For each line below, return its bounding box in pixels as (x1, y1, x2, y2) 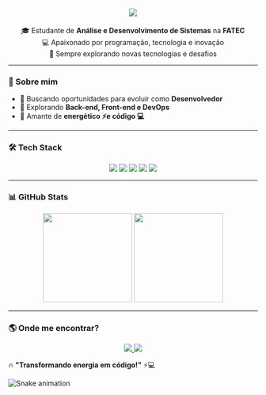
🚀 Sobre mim (8, 76, 58, 87)
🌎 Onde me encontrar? (8, 322, 100, 333)
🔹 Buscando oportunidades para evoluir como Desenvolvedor (19, 94, 223, 104)
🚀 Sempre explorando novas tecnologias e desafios (48, 48, 218, 59)
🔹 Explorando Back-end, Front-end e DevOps (19, 103, 170, 112)
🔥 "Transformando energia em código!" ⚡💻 (8, 360, 156, 370)
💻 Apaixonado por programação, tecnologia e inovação (42, 37, 224, 47)
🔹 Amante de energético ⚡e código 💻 (19, 112, 145, 121)
